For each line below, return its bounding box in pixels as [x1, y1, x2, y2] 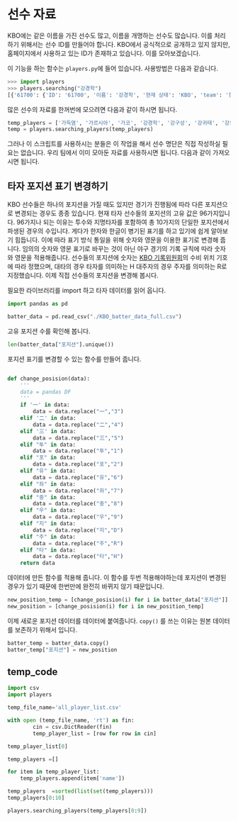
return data [20, 559, 55, 567]
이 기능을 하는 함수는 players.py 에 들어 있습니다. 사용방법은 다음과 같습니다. [7, 64, 218, 72]
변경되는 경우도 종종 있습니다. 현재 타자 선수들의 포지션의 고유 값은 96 [14, 209, 208, 218]
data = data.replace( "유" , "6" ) [33, 474, 124, 481]
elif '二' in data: [20, 415, 76, 422]
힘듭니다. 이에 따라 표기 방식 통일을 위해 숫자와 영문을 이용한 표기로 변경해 [14, 235, 219, 245]
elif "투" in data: [20, 441, 76, 448]
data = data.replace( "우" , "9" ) [33, 513, 124, 521]
